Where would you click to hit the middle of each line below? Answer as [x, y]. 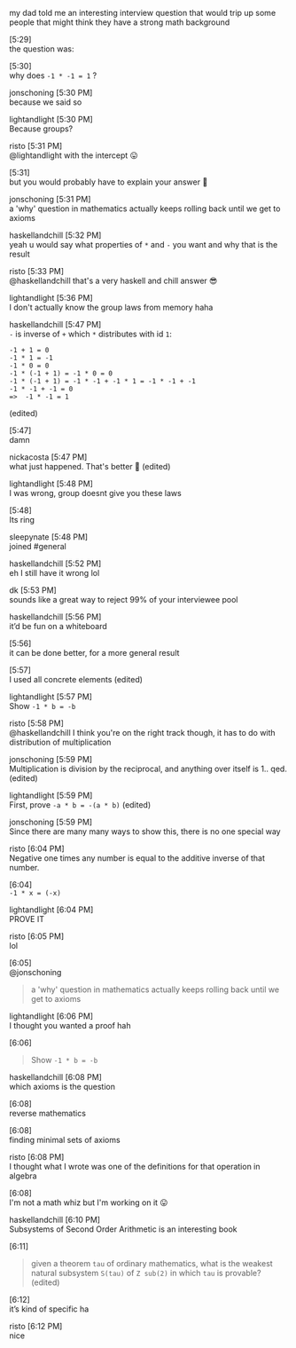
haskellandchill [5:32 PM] [55, 235]
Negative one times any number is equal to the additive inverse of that [137, 858]
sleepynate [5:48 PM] [49, 537]
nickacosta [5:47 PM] [48, 457]
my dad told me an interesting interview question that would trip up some [143, 13]
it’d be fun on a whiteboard [58, 626]
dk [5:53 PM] [33, 590]
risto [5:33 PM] [37, 271]
